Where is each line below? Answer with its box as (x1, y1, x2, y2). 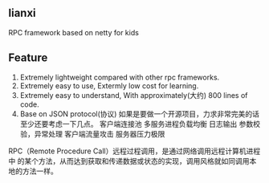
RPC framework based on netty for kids (8, 27, 139, 37)
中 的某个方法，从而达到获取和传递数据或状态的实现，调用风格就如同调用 (8, 156, 250, 165)
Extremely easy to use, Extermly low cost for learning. (19, 80, 199, 91)
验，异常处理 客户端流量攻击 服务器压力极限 (19, 128, 165, 139)
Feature (8, 51, 48, 65)
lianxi (8, 6, 36, 20)
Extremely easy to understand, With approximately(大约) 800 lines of (19, 90, 248, 100)
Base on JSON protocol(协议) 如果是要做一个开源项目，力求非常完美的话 (19, 108, 259, 119)
